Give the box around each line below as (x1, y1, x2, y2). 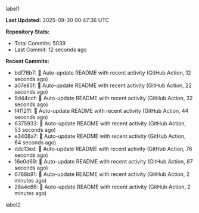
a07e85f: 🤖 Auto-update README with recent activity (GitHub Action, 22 (14, 82, 192, 89)
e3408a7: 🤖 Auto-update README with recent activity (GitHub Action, (14, 132, 186, 140)
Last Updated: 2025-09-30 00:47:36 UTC (5, 17, 110, 23)
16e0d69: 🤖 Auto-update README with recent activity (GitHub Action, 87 (14, 158, 193, 165)
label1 (5, 5, 20, 12)
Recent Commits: (5, 58, 49, 64)
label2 (5, 201, 21, 208)
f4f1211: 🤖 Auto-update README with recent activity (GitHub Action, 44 (14, 107, 189, 114)
